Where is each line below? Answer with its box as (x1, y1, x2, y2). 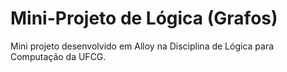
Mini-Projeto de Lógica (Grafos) (10, 7, 278, 30)
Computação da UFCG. (10, 50, 107, 62)
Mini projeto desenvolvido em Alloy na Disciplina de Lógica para (10, 40, 275, 52)
